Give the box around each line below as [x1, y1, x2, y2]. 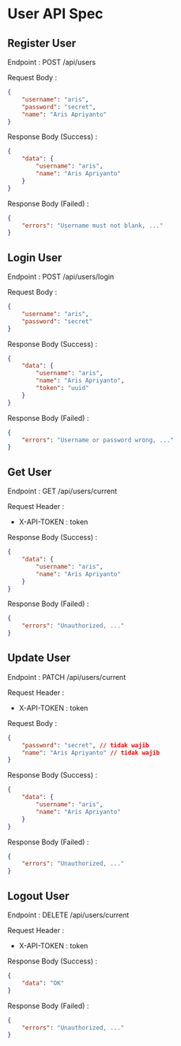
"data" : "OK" [21, 978, 65, 987]
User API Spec [7, 5, 104, 23]
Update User [7, 651, 71, 665]
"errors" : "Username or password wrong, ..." [21, 436, 175, 444]
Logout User [7, 889, 70, 902]
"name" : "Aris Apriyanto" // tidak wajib [21, 748, 160, 757]
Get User [7, 465, 52, 479]
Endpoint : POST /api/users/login [7, 272, 115, 282]
